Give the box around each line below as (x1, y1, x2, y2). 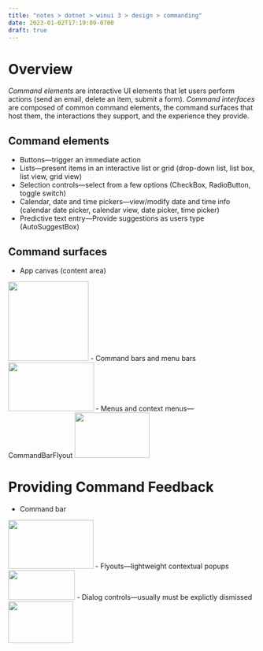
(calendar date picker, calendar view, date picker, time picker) (19, 206, 220, 215)
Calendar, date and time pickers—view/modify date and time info (19, 197, 231, 206)
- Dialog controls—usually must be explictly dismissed (76, 593, 253, 602)
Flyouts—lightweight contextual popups (100, 561, 230, 571)
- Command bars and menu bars (90, 353, 197, 363)
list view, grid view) (19, 172, 83, 181)
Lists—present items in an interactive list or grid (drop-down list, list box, (19, 163, 256, 173)
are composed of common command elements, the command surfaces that (8, 103, 254, 113)
